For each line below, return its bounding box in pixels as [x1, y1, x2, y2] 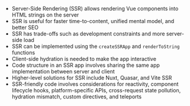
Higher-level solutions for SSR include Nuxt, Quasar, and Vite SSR [11, 74, 172, 81]
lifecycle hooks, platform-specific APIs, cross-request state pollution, [11, 87, 181, 94]
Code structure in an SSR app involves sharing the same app [11, 62, 160, 69]
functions [11, 49, 36, 56]
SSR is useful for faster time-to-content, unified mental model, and [11, 18, 175, 24]
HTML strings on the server [11, 11, 79, 18]
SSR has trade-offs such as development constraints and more [11, 30, 165, 37]
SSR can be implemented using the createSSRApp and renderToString [11, 43, 180, 50]
